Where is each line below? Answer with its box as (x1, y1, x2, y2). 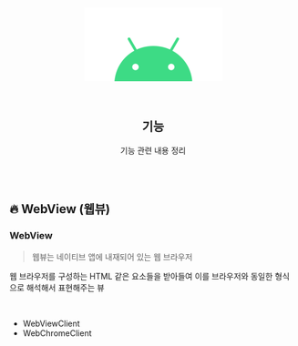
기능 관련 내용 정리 (119, 145, 187, 156)
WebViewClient (22, 318, 80, 329)
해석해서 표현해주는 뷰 (26, 281, 105, 293)
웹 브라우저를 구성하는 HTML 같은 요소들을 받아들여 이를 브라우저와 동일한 (9, 270, 273, 281)
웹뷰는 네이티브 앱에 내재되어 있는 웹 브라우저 (31, 251, 193, 262)
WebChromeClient (22, 327, 92, 339)
